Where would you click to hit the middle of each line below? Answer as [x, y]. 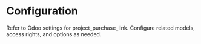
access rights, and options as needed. [54, 34]
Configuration [42, 11]
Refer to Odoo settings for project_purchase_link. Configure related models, [100, 28]
